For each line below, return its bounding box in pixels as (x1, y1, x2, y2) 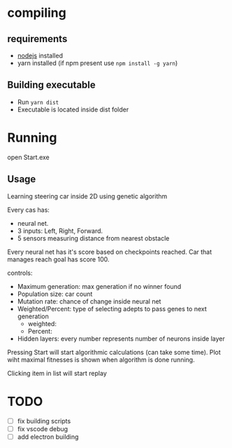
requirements (7, 33, 68, 45)
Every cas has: (7, 205, 50, 214)
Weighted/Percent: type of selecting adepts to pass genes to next (17, 304, 208, 313)
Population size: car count (17, 290, 93, 298)
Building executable (7, 79, 96, 91)
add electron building (17, 433, 79, 441)
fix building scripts (17, 416, 71, 425)
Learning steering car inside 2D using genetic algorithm (7, 191, 168, 201)
